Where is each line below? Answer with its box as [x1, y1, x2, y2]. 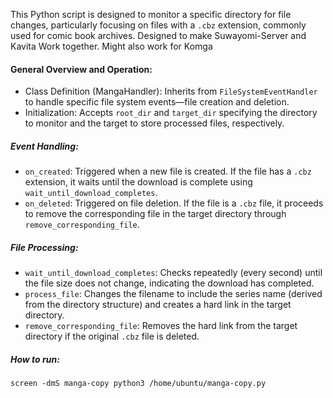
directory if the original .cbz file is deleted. [24, 330, 200, 343]
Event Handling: [10, 140, 79, 152]
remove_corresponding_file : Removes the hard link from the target [24, 320, 298, 332]
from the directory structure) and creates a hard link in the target [24, 299, 292, 311]
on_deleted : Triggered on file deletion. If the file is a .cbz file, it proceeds [24, 197, 324, 209]
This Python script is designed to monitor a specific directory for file [10, 9, 292, 20]
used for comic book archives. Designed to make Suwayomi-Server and [10, 30, 307, 41]
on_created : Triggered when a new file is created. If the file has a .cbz [24, 165, 312, 178]
